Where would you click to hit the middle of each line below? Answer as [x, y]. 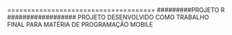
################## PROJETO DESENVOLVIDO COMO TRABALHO [108, 17]
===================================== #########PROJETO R [116, 10]
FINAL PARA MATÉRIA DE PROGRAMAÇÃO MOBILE [80, 24]
